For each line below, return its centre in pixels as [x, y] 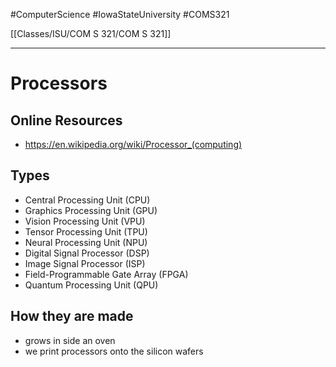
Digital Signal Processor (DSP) [87, 253]
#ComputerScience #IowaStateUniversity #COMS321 [120, 14]
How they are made [72, 316]
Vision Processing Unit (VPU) [85, 221]
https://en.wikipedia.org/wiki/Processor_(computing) [133, 144]
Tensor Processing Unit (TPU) [86, 231]
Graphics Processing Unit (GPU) [91, 210]
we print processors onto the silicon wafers [114, 351]
